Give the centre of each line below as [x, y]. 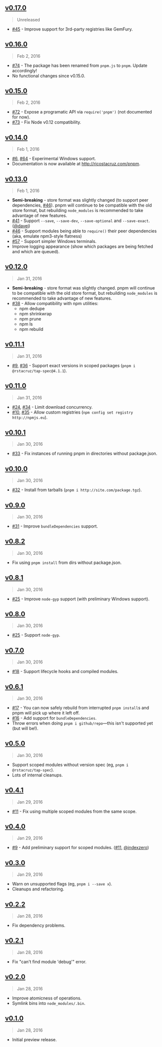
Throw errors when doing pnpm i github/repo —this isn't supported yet [82, 723]
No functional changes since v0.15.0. [49, 76]
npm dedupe [32, 308]
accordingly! [24, 70]
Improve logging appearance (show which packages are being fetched [82, 246]
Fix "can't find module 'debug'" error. [49, 962]
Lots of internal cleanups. [37, 775]
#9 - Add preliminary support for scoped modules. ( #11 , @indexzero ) [80, 848]
